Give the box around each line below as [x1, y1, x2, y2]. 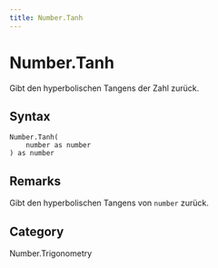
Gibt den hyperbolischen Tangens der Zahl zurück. [9, 83, 200, 94]
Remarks [9, 174, 62, 189]
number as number [25, 141, 92, 150]
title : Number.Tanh [9, 13, 84, 23]
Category [9, 223, 64, 239]
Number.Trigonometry [9, 248, 93, 259]
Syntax [9, 108, 51, 124]
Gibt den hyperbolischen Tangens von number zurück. [9, 197, 209, 209]
